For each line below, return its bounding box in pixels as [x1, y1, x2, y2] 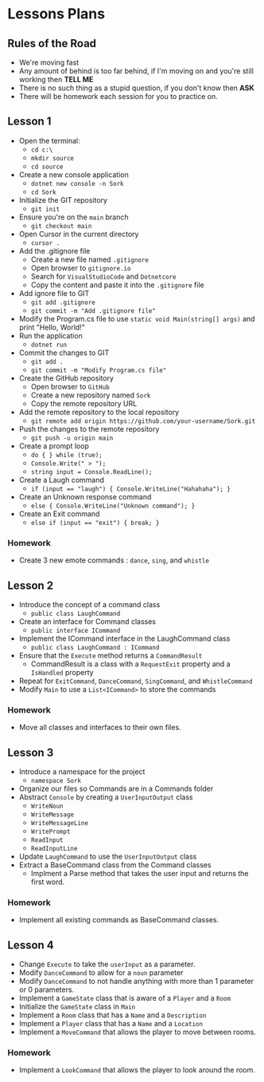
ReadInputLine [30, 845, 78, 853]
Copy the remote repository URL [30, 398, 138, 408]
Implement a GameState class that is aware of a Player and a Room [18, 993, 231, 1003]
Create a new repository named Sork [30, 390, 151, 400]
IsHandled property [30, 667, 94, 677]
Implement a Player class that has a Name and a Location [18, 1019, 204, 1029]
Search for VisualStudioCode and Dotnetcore [30, 271, 177, 281]
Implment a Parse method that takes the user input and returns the [30, 869, 249, 879]
